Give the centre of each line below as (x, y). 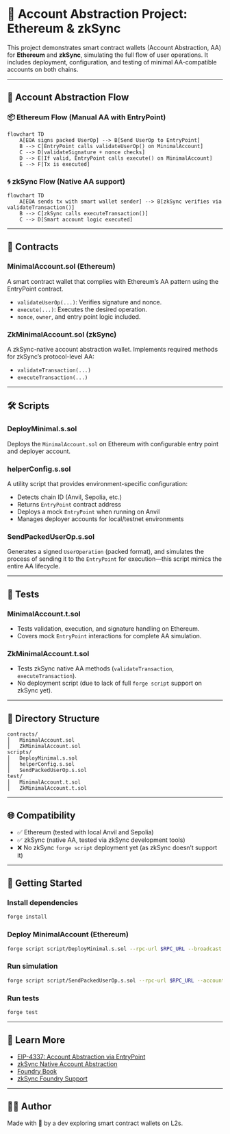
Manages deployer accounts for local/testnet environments (100, 519)
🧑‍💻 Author (29, 1107)
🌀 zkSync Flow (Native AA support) (66, 181)
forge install (27, 917)
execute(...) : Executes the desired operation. (82, 309)
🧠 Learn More (36, 1040)
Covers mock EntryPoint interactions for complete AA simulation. (109, 636)
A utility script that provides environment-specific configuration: (98, 483)
